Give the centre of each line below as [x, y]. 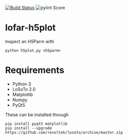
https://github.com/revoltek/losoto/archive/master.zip [64, 132]
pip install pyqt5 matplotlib [36, 124]
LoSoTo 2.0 [24, 89]
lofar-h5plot [31, 28]
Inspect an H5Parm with [30, 41]
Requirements [35, 70]
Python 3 [22, 84]
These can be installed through [37, 115]
